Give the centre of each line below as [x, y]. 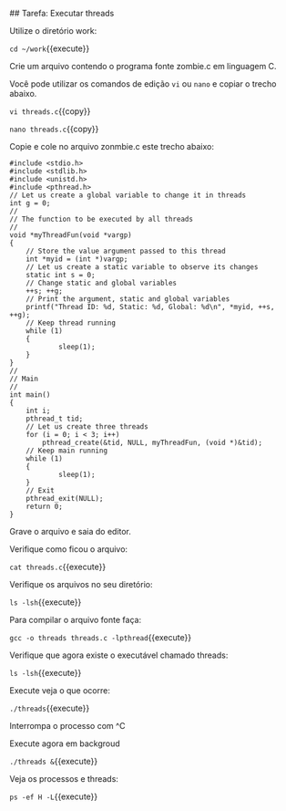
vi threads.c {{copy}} [50, 111]
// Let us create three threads [87, 427]
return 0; [45, 506]
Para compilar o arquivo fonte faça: [76, 620]
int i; [38, 411]
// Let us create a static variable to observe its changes [142, 267]
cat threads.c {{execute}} [58, 567]
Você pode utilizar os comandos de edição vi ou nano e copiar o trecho [143, 84]
